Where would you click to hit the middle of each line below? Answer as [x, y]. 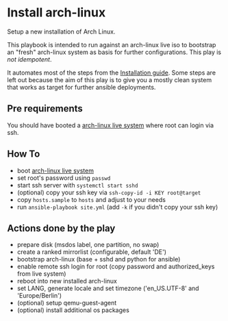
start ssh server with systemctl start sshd [77, 185]
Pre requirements [45, 108]
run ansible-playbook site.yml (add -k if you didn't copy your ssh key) [117, 207]
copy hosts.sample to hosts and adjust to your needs [91, 199]
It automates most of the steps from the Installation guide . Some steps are [112, 73]
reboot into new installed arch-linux [67, 281]
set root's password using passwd [64, 178]
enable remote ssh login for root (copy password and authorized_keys [116, 267]
